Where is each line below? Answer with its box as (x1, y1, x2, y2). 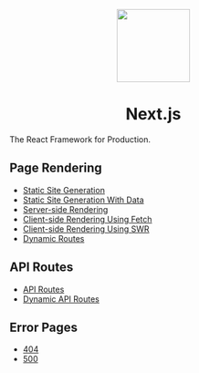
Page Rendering (9, 161, 102, 176)
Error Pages (9, 319, 78, 335)
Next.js (125, 104, 182, 125)
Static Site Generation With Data (22, 194, 144, 205)
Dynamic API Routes (22, 293, 100, 305)
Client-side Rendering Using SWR (22, 223, 150, 234)
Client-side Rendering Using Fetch (22, 213, 152, 224)
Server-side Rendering (22, 203, 109, 214)
